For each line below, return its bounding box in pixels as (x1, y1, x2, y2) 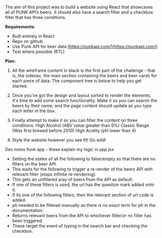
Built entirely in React (12, 34, 55, 39)
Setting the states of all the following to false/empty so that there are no (12, 156, 156, 162)
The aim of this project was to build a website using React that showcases (5, 4, 153, 10)
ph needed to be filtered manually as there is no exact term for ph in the (12, 203, 156, 208)
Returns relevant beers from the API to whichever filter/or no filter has (12, 213, 152, 218)
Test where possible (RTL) (12, 49, 65, 54)
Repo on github (12, 38, 43, 44)
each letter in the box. (12, 108, 56, 114)
